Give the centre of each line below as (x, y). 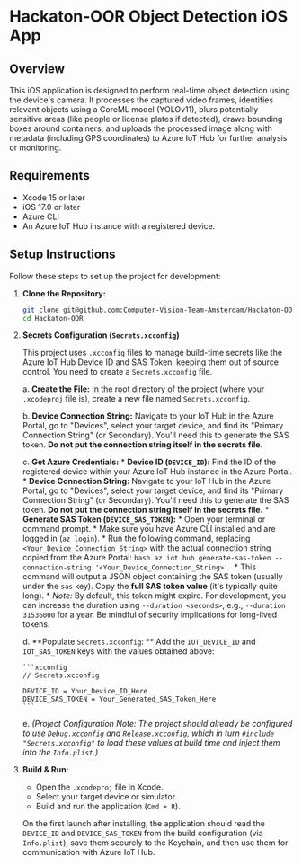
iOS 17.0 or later (51, 207)
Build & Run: (45, 770)
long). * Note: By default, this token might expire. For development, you (154, 596)
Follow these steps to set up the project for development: (115, 276)
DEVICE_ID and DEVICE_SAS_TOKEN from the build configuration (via (142, 834)
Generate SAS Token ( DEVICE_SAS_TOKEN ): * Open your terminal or (144, 519)
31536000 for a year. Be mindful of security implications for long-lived (150, 615)
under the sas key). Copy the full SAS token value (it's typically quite (150, 587)
